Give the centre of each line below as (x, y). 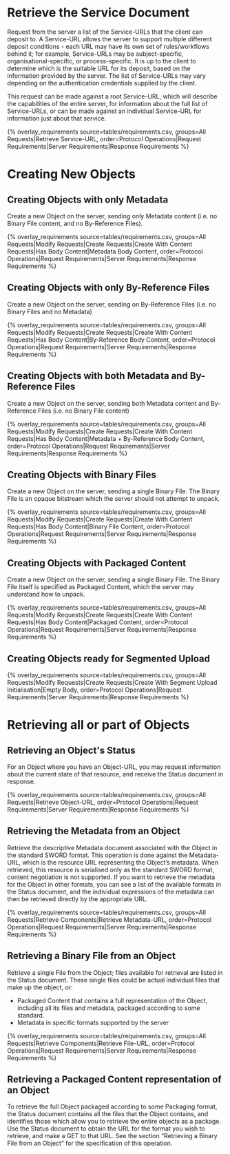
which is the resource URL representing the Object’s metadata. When (121, 862)
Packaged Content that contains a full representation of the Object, (112, 1000)
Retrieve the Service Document (98, 13)
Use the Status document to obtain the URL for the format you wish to (106, 1129)
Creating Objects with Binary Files (82, 474)
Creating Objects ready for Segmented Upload (109, 658)
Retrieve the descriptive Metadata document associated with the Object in (112, 847)
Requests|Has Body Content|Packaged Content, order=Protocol (98, 622)
